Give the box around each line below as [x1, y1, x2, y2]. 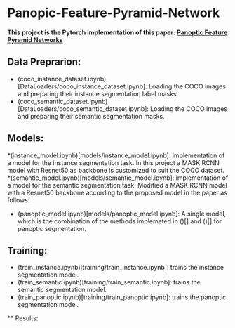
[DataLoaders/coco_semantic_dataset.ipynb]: [17, 104, 149, 113]
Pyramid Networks [7, 35, 63, 44]
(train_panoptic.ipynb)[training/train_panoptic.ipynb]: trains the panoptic [17, 293, 227, 301]
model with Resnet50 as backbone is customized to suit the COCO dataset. [7, 166, 224, 174]
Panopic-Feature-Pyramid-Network [7, 5, 220, 21]
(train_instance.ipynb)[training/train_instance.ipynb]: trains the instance [17, 263, 224, 272]
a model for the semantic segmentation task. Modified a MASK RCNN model [7, 181, 227, 189]
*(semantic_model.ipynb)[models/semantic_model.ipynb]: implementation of [7, 173, 229, 182]
